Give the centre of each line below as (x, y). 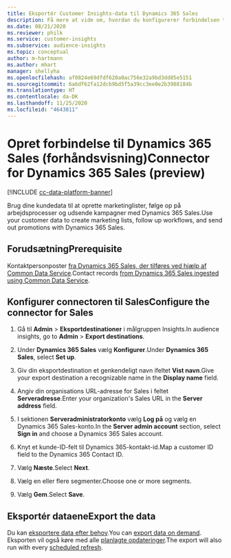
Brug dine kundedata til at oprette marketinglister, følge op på (94, 205)
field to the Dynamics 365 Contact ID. (70, 455)
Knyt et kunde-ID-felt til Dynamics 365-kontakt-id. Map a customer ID (115, 447)
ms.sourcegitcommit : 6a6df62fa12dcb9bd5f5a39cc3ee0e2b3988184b (100, 84)
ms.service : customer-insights (52, 39)
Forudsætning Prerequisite (65, 249)
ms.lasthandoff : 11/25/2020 (47, 103)
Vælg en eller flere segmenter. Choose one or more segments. (104, 481)
